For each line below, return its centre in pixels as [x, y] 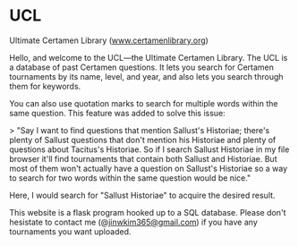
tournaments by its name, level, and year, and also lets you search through [146, 76]
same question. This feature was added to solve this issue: [117, 113]
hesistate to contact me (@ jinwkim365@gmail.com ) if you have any [133, 222]
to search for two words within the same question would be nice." [130, 178]
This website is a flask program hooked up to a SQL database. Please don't [148, 212]
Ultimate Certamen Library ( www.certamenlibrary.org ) [109, 40]
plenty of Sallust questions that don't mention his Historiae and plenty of [143, 140]
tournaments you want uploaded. [70, 231]
